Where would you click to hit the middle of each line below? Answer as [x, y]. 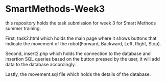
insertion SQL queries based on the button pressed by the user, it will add [82, 59]
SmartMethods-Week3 [55, 9]
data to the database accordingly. [41, 64]
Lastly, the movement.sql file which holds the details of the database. [78, 74]
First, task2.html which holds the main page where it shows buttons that [81, 38]
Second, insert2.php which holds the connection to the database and [78, 53]
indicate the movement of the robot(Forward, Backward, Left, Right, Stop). [83, 43]
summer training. [23, 28]
